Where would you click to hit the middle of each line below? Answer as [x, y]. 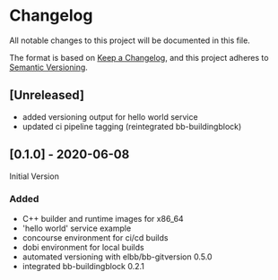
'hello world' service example [77, 228]
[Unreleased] [47, 95]
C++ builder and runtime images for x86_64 [103, 218]
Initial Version [35, 176]
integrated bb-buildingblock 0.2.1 [83, 266]
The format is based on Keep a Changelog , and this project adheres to [139, 57]
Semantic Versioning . [48, 67]
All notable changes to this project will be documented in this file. [130, 40]
